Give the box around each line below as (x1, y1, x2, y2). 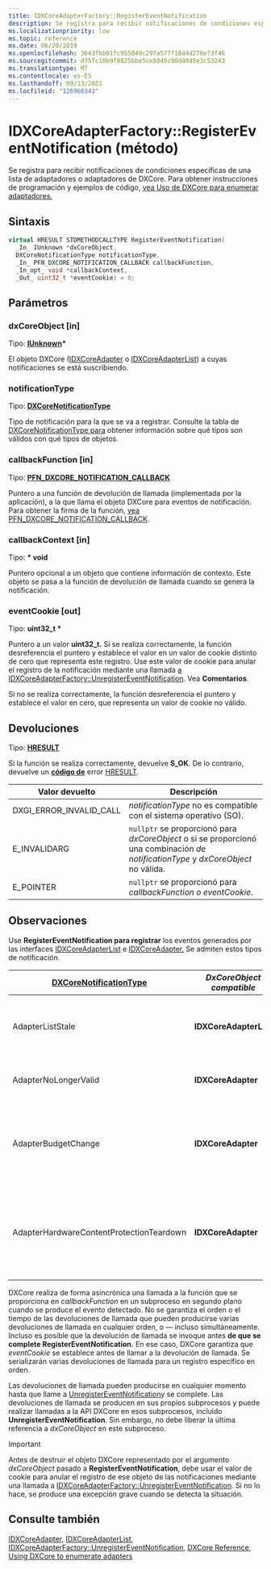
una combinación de (128, 843, 206, 854)
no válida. (128, 863, 165, 875)
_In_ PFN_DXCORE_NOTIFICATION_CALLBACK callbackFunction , (15, 258, 215, 266)
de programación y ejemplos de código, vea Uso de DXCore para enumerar (8, 182, 260, 192)
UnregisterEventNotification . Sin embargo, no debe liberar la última (8, 1415, 236, 1424)
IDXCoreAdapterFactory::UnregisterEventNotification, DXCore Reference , (8, 1542, 252, 1552)
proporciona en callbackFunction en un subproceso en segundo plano (8, 1296, 242, 1306)
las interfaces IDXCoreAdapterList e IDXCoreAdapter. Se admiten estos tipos (8, 944, 262, 954)
